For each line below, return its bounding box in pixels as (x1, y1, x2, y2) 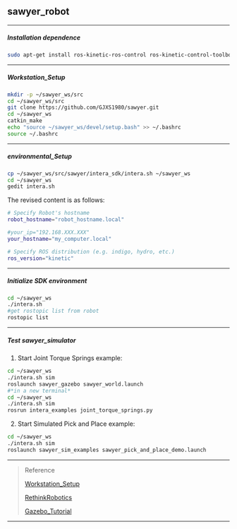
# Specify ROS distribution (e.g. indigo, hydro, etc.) (7, 248, 175, 255)
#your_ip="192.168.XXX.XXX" (7, 229, 90, 236)
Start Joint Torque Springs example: (17, 354, 123, 362)
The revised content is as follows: (7, 196, 105, 204)
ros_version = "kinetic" (7, 254, 74, 262)
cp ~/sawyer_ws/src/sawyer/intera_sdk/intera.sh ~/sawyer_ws (7, 170, 191, 177)
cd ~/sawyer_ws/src (7, 97, 65, 105)
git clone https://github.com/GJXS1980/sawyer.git (7, 104, 159, 112)
